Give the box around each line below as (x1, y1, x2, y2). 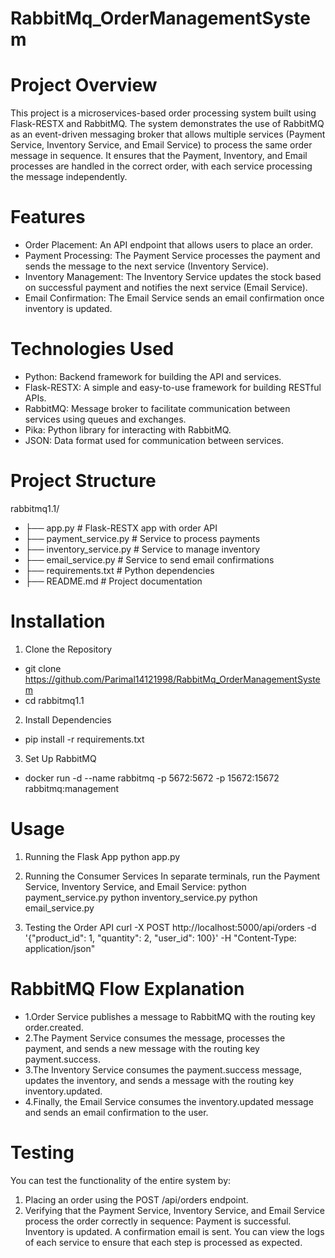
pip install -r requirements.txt (24, 733, 145, 745)
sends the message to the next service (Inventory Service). (24, 260, 270, 272)
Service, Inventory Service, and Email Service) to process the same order (10, 139, 313, 151)
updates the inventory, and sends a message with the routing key (24, 1074, 295, 1086)
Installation (10, 610, 106, 633)
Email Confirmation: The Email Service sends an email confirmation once (24, 292, 325, 304)
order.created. (24, 1021, 84, 1033)
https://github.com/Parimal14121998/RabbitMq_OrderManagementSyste (24, 673, 321, 685)
